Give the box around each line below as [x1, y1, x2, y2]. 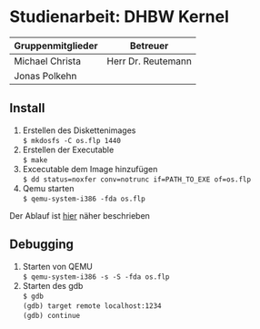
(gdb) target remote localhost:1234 [22, 301, 162, 311]
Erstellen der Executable [22, 144, 115, 155]
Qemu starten [22, 182, 75, 193]
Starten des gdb [22, 280, 84, 291]
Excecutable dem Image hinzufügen [22, 163, 158, 174]
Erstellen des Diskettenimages [22, 125, 136, 136]
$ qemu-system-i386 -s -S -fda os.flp [22, 272, 170, 282]
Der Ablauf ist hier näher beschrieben [9, 210, 150, 221]
